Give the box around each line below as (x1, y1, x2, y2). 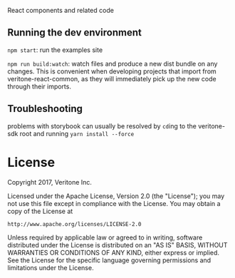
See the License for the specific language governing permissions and (7, 256, 211, 264)
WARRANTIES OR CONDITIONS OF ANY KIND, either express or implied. (7, 248, 219, 257)
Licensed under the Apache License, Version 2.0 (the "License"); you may (7, 192, 225, 200)
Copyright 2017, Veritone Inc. (7, 177, 93, 186)
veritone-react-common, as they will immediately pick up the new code (7, 74, 216, 83)
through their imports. (7, 82, 71, 91)
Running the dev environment (7, 26, 142, 38)
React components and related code (7, 6, 114, 14)
